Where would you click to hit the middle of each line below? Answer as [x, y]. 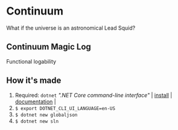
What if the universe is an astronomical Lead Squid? [71, 28]
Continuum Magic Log [49, 47]
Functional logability [31, 61]
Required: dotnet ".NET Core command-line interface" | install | [94, 95]
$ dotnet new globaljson [46, 115]
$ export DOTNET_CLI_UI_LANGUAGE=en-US [65, 108]
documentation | [35, 102]
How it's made [34, 81]
